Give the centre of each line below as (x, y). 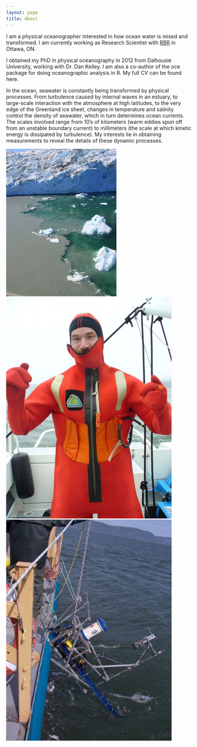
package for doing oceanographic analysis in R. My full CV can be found (94, 73)
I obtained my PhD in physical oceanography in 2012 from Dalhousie (89, 60)
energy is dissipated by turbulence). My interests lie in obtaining (84, 134)
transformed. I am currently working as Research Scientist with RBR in (91, 42)
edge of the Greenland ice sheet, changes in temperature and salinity (90, 109)
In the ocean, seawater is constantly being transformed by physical (88, 90)
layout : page (22, 12)
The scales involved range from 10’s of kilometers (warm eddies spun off (94, 121)
